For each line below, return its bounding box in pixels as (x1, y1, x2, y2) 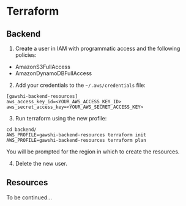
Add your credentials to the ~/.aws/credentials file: (15, 81, 146, 89)
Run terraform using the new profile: (15, 115, 107, 122)
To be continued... (6, 194, 52, 201)
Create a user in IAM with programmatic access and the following (15, 45, 180, 52)
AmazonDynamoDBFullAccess (15, 70, 92, 77)
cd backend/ (6, 127, 37, 133)
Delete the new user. (15, 160, 67, 167)
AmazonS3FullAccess (15, 63, 70, 70)
